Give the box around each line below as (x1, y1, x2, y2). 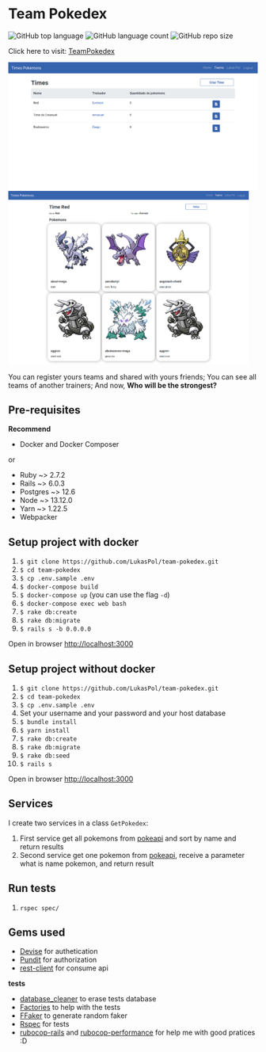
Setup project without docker (8, 662, 156, 676)
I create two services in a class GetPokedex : (8, 818, 149, 828)
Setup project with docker (8, 536, 139, 549)
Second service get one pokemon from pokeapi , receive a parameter (19, 850, 245, 860)
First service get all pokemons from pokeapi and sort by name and (19, 833, 237, 843)
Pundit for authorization (19, 955, 97, 965)
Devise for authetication (19, 947, 98, 956)
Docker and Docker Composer (19, 440, 120, 449)
